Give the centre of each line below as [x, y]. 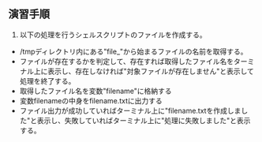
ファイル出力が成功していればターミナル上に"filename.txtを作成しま [130, 110]
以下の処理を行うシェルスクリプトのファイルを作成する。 [113, 35]
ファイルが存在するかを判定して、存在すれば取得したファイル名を [127, 61]
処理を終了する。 [47, 80]
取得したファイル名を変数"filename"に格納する [95, 91]
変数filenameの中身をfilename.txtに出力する [91, 100]
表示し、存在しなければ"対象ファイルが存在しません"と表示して [150, 71]
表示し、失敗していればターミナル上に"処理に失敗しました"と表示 [144, 120]
